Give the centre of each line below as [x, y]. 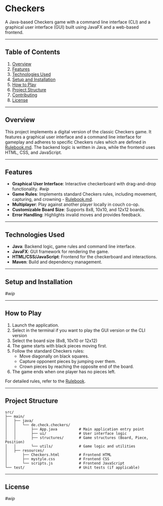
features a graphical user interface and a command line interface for [73, 137]
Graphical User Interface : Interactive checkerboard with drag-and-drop [84, 184]
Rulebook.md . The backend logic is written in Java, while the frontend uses [80, 147]
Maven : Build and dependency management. [57, 262]
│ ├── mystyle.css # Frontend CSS [57, 459]
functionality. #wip [31, 189]
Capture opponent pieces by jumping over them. [68, 361]
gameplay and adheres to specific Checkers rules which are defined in [76, 142]
